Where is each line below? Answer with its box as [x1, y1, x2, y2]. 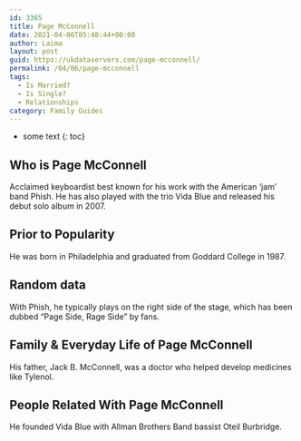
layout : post [9, 47, 59, 56]
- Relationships [17, 97, 79, 107]
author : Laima [9, 38, 63, 48]
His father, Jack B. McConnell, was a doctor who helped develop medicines [9, 361, 292, 372]
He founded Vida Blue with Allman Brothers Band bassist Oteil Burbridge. [9, 421, 283, 432]
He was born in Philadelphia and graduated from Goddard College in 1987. [9, 250, 286, 261]
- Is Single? [17, 89, 67, 98]
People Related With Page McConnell [9, 397, 224, 413]
